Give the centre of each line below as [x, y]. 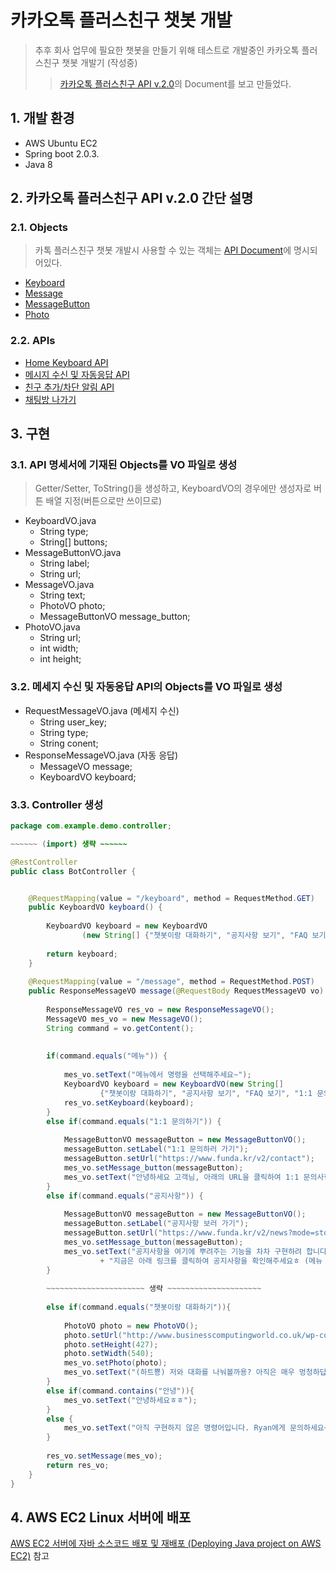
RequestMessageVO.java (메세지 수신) [102, 710]
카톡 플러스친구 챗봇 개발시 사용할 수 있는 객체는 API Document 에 [163, 250]
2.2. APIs [33, 341]
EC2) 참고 [30, 1556]
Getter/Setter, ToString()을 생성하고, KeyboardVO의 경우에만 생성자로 [173, 488]
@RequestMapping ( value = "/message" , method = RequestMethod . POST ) [171, 982]
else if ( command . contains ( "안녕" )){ [120, 1391]
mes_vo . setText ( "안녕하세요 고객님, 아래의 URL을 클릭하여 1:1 [181, 1177]
